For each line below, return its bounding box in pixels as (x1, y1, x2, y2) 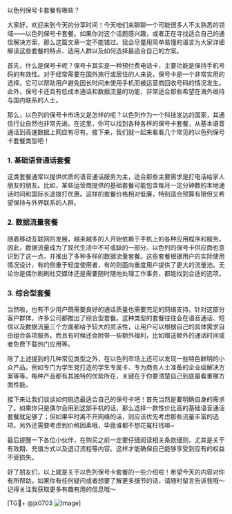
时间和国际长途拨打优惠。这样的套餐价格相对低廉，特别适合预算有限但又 (12, 190, 219, 199)
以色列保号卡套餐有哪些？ (7, 6, 80, 14)
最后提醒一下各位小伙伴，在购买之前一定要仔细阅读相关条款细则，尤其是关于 (7, 435, 225, 444)
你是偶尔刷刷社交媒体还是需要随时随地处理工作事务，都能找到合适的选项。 (12, 269, 225, 277)
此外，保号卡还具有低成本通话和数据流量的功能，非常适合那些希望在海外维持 (7, 87, 225, 95)
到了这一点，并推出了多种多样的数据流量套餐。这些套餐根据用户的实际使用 (12, 252, 225, 260)
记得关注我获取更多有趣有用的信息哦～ (7, 485, 116, 493)
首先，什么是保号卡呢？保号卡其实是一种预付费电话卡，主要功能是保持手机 (7, 62, 219, 69)
